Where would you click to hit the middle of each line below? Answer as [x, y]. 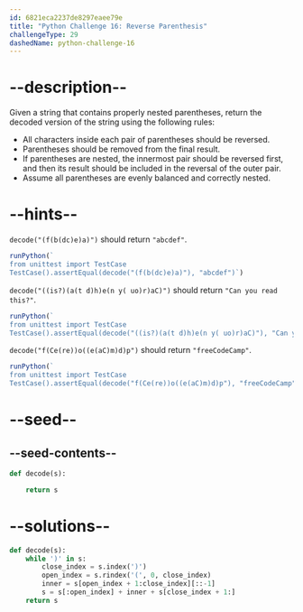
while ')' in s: [56, 559]
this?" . [23, 300]
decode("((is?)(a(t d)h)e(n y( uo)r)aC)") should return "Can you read [143, 290]
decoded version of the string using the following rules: [112, 122]
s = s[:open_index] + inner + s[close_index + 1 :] [139, 592]
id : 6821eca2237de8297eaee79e [66, 18]
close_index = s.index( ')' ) [94, 567]
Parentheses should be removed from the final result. [121, 149]
